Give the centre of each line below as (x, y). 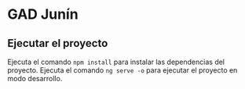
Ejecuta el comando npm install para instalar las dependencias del (116, 62)
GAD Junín (43, 14)
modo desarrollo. (35, 78)
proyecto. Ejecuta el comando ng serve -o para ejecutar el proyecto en (122, 70)
